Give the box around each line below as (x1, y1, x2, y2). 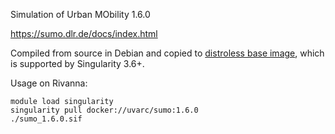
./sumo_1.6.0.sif (10, 114, 83, 124)
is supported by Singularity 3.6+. (10, 58, 145, 69)
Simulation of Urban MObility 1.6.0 (10, 9, 151, 20)
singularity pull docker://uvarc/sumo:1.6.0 (10, 105, 199, 115)
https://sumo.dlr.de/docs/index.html (10, 28, 158, 39)
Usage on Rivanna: (10, 77, 88, 89)
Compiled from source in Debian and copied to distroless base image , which (10, 47, 325, 59)
